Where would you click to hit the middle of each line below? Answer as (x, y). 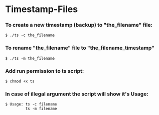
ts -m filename (41, 109)
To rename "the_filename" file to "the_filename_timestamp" (80, 48)
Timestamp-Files (42, 9)
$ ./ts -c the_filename (30, 35)
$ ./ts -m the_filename (30, 58)
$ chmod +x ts (20, 81)
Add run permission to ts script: (45, 71)
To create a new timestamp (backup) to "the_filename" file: (79, 25)
